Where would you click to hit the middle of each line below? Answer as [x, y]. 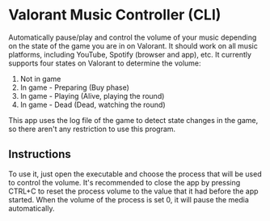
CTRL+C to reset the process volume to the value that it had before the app [133, 191]
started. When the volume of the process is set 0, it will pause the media [129, 199]
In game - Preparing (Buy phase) [74, 87]
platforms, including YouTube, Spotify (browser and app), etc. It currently [130, 54]
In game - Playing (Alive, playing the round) [92, 96]
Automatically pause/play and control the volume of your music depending [133, 37]
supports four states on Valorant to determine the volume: [105, 63]
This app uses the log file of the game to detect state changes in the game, [133, 120]
